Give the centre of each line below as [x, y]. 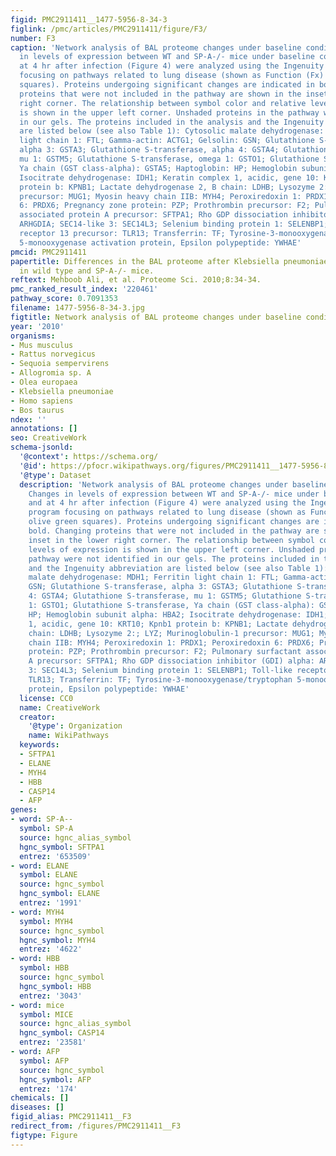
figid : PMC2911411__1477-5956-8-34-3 [89, 19]
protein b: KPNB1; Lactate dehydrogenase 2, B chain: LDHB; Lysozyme [167, 187]
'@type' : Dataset [55, 475]
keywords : [39, 745]
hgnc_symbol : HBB [55, 986]
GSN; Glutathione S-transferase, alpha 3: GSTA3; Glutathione [160, 587]
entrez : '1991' [51, 903]
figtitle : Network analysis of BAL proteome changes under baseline [156, 317]
